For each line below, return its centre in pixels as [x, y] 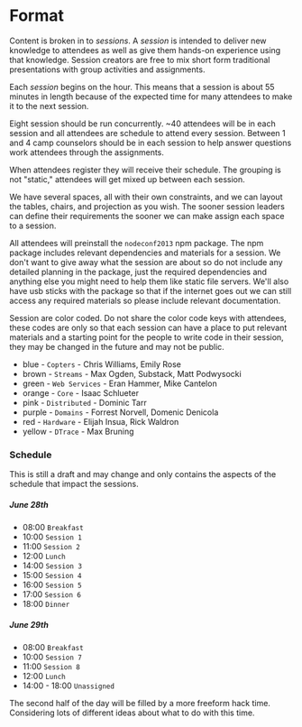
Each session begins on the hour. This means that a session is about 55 [142, 87]
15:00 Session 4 [52, 575]
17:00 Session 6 [52, 594]
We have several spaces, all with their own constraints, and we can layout [146, 197]
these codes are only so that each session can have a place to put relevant [148, 327]
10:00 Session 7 [52, 657]
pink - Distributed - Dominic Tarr [84, 402]
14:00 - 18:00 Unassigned [69, 686]
